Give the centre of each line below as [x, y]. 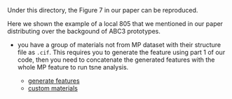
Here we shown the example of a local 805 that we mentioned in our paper [115, 24]
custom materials [53, 88]
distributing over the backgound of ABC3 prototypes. [84, 31]
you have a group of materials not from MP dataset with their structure [119, 45]
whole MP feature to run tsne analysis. [73, 67]
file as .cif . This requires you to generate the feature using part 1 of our [121, 52]
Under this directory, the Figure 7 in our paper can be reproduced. [103, 10]
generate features [54, 81]
